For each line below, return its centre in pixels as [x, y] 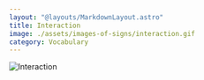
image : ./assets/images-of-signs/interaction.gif [102, 33]
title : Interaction [45, 25]
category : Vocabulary [49, 42]
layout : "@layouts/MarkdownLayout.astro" [87, 17]
